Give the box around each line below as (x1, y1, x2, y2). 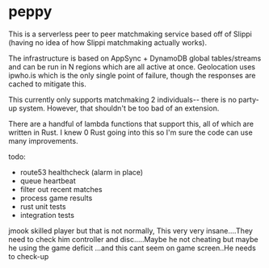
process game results (19, 193, 93, 203)
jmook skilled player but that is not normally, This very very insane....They (8, 225, 253, 236)
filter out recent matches (19, 184, 103, 194)
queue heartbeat (19, 176, 77, 186)
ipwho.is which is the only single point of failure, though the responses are (8, 70, 256, 80)
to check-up (8, 251, 49, 261)
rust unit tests (19, 201, 66, 211)
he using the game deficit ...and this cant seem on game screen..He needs (8, 243, 256, 253)
